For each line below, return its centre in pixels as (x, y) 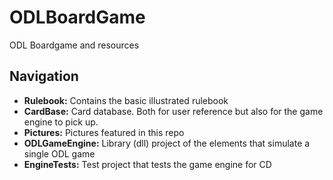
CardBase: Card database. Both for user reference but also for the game (173, 111)
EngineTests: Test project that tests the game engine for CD (147, 164)
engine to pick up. (61, 122)
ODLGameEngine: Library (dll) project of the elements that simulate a (167, 143)
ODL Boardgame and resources (74, 45)
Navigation (44, 76)
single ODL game (59, 153)
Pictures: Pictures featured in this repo (104, 132)
